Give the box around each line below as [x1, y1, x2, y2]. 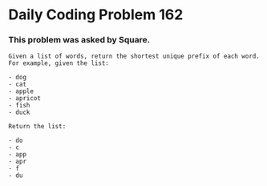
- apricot [8, 95, 42, 103]
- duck [8, 108, 30, 117]
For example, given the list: [8, 59, 110, 67]
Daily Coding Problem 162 [8, 6, 184, 24]
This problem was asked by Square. [8, 34, 151, 46]
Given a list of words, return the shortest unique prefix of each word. [8, 52, 261, 61]
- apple [8, 87, 34, 95]
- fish [8, 102, 30, 110]
